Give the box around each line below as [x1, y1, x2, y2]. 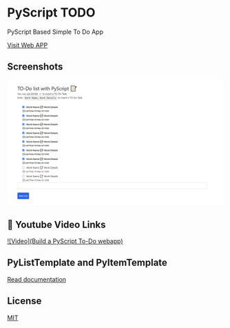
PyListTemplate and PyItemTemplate [7, 257, 167, 269]
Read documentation [7, 275, 67, 283]
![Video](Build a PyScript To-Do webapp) [7, 236, 123, 245]
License [7, 295, 42, 307]
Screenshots [7, 61, 63, 73]
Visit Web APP [7, 41, 48, 49]
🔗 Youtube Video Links [7, 218, 106, 230]
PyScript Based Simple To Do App [7, 28, 103, 36]
